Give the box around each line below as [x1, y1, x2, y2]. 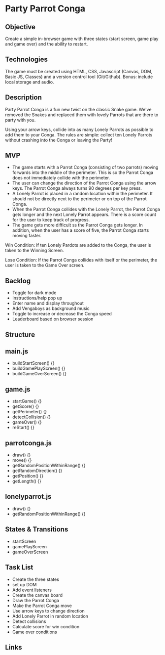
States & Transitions [5, 525, 68, 534]
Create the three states [12, 576, 59, 582]
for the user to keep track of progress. [12, 217, 90, 223]
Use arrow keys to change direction [12, 608, 85, 613]
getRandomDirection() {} [12, 468, 63, 474]
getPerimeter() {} [12, 409, 47, 415]
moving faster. [12, 233, 42, 239]
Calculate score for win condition [12, 623, 80, 629]
